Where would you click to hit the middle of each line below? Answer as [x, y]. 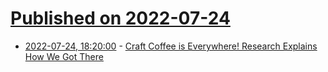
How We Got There [64, 56]
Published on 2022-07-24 [120, 18]
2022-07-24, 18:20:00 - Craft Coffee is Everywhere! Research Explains [171, 46]
